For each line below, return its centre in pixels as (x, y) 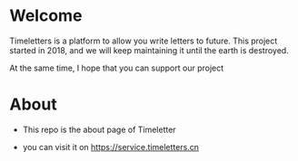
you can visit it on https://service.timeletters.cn (111, 147)
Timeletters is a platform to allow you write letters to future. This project (144, 41)
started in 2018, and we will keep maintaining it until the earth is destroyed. (149, 50)
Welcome (46, 16)
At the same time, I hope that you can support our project (117, 68)
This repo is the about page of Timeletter (99, 129)
